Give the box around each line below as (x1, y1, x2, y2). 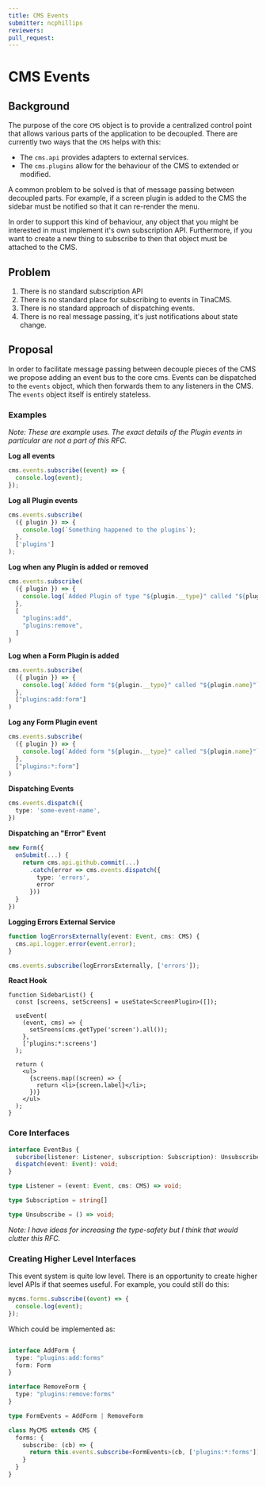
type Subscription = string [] (8, 1196, 108, 1204)
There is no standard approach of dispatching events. (19, 303, 196, 313)
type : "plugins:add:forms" (15, 1354, 104, 1361)
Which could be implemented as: (8, 1324, 116, 1334)
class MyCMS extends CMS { (8, 1426, 97, 1434)
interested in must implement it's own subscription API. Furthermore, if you (8, 225, 253, 235)
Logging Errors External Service (8, 917, 116, 927)
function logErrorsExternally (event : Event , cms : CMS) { (8, 932, 200, 940)
